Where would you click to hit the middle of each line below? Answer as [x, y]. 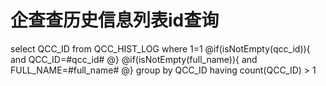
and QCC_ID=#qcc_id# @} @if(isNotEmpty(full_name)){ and [134, 59]
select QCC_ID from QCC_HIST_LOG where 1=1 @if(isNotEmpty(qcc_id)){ [160, 48]
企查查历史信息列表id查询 [115, 20]
